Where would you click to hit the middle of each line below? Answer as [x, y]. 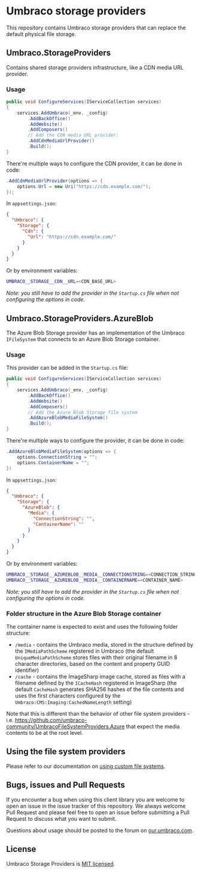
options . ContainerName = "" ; [53, 463]
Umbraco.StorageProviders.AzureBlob [80, 319]
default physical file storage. [41, 34]
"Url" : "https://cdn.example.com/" [72, 237]
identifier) [27, 670]
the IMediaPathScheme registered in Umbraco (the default [84, 651]
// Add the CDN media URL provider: [73, 135]
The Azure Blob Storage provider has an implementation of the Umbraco [95, 333]
